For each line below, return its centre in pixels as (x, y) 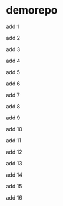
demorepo (32, 10)
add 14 (14, 175)
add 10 (14, 129)
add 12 (14, 152)
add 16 (14, 197)
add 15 (14, 186)
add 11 (14, 140)
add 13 (14, 163)
